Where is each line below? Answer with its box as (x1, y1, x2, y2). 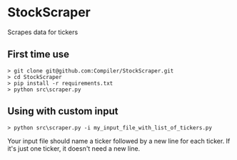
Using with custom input (7, 105, 118, 117)
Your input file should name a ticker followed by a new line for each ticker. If (7, 137, 231, 145)
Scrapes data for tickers (7, 28, 79, 36)
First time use (7, 48, 70, 60)
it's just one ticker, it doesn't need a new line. (7, 144, 141, 153)
